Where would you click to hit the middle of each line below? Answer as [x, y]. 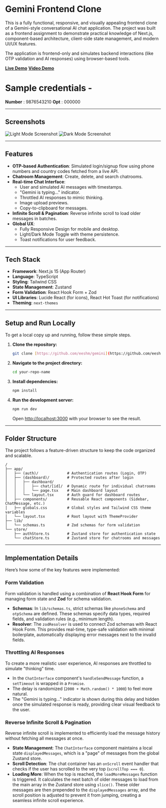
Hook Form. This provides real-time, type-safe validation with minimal [83, 629]
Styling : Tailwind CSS [34, 282]
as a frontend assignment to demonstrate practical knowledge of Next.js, [80, 33]
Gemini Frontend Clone [53, 9]
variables [15, 512]
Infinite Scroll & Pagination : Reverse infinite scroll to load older [76, 213]
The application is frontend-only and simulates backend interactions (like [80, 53]
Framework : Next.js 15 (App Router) [49, 271]
